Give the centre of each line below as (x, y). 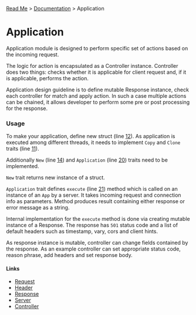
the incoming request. (33, 54)
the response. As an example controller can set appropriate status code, (93, 249)
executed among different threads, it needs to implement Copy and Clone (93, 142)
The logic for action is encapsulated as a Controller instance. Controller (92, 66)
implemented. (23, 166)
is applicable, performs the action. (48, 78)
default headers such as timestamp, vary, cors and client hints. (82, 231)
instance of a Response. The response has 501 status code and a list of (92, 225)
